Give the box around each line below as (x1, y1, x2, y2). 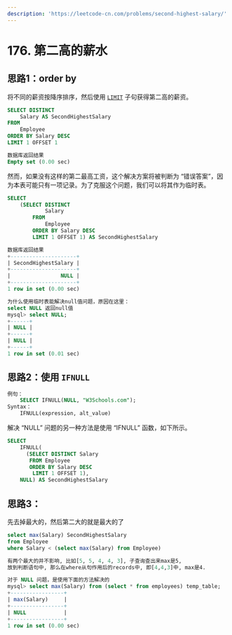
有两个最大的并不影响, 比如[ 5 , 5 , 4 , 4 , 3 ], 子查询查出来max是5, (7, 557, 182, 564)
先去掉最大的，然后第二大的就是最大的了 (7, 518, 124, 526)
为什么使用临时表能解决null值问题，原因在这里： (7, 298, 130, 305)
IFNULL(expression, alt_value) (20, 410, 111, 417)
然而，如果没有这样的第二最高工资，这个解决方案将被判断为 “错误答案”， (7, 172, 217, 180)
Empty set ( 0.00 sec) (7, 158, 71, 165)
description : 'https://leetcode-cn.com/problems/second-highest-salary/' (7, 10, 228, 18)
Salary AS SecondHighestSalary (20, 113, 111, 120)
